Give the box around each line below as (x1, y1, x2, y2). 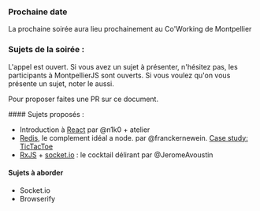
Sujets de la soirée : (8, 44, 85, 55)
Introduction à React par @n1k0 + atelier (19, 125, 150, 134)
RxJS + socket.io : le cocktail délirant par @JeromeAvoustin (19, 149, 214, 160)
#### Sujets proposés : (8, 109, 84, 119)
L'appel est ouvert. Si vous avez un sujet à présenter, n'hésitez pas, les (8, 62, 238, 71)
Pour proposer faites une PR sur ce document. (8, 94, 159, 104)
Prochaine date (8, 6, 68, 17)
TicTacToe (19, 141, 54, 151)
